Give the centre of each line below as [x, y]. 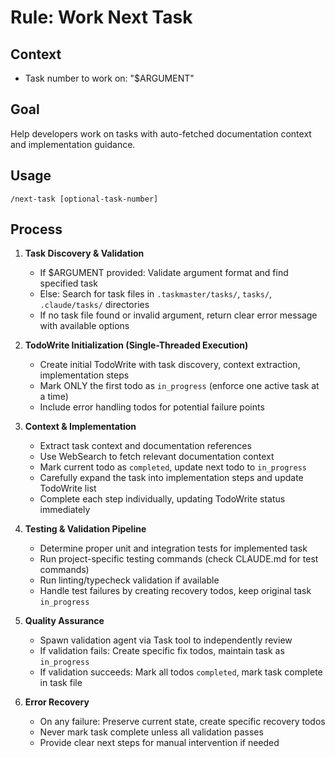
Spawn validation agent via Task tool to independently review [166, 640]
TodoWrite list [68, 488]
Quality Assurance [64, 621]
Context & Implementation [80, 427]
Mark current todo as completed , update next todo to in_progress [173, 467]
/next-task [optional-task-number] [84, 199]
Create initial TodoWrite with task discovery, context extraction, [170, 365]
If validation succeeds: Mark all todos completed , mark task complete [181, 672]
